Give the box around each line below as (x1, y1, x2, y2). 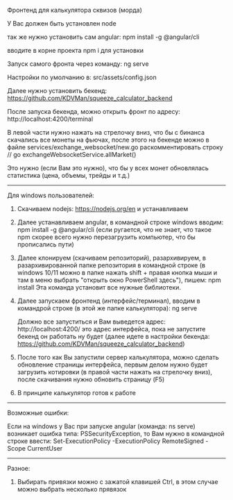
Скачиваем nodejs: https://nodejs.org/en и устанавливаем (17, 205, 189, 212)
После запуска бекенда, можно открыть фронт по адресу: (7, 108, 180, 115)
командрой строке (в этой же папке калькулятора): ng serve (17, 304, 198, 312)
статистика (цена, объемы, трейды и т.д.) (7, 172, 130, 179)
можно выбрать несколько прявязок (17, 485, 127, 493)
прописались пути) (17, 240, 74, 249)
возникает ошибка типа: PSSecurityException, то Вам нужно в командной (7, 430, 225, 437)
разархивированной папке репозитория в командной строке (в (17, 261, 206, 269)
